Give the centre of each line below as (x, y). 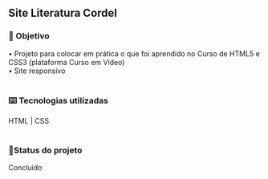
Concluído (25, 168)
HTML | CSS (29, 120)
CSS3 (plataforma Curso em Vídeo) (67, 62)
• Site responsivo (37, 71)
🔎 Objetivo (29, 36)
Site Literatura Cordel (63, 13)
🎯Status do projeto (45, 150)
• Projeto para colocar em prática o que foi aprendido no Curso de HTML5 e (134, 53)
